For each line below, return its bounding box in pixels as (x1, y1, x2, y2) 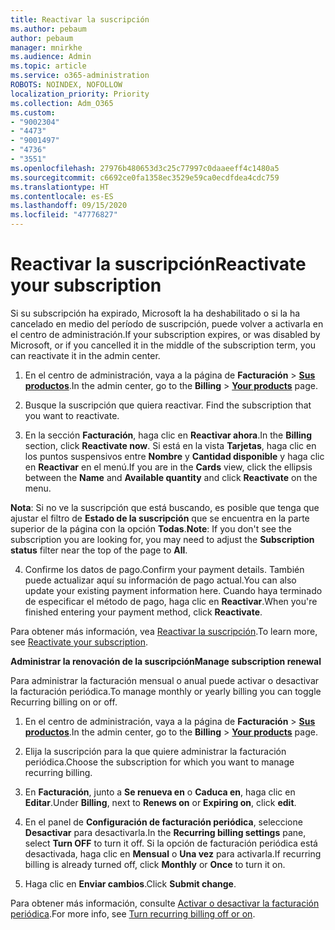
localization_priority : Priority (10, 89, 150, 99)
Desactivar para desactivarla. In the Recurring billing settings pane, (24, 826, 307, 838)
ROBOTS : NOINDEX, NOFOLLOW (10, 80, 123, 90)
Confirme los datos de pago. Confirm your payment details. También (24, 563, 305, 575)
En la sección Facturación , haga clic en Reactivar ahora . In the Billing (24, 429, 313, 441)
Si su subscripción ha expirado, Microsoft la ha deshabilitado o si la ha (10, 307, 301, 319)
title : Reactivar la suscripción (10, 14, 150, 25)
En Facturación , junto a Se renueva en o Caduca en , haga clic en (24, 786, 296, 798)
